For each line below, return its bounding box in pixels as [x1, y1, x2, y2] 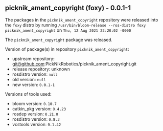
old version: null [12, 76, 47, 82]
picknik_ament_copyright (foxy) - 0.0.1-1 [5, 4, 131, 12]
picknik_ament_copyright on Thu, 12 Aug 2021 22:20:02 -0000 [5, 27, 131, 33]
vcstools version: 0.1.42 [12, 121, 61, 127]
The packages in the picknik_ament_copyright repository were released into [5, 17, 158, 22]
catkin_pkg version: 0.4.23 [12, 106, 66, 111]
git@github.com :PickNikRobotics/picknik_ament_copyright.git [12, 61, 137, 66]
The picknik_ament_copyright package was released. [5, 37, 113, 43]
